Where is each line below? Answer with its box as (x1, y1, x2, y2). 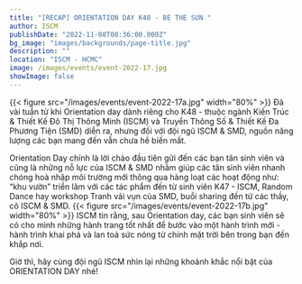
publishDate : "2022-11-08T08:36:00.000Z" (9, 30, 168, 39)
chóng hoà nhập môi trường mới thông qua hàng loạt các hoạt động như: (9, 171, 279, 182)
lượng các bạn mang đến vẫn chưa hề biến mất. (9, 134, 187, 145)
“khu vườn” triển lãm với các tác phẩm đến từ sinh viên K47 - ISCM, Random (9, 181, 293, 192)
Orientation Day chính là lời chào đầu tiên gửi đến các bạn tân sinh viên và (9, 152, 285, 163)
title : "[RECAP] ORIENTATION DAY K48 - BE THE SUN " (9, 13, 212, 23)
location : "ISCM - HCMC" (9, 55, 103, 64)
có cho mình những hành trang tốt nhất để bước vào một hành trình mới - (9, 219, 281, 230)
